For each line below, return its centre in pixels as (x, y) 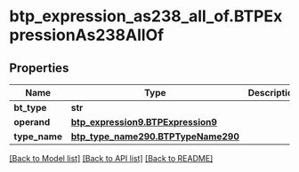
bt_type (30, 108)
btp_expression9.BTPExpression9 (144, 122)
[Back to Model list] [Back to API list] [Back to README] (111, 158)
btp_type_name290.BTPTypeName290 (155, 137)
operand (32, 122)
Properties (39, 68)
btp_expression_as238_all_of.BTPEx (146, 16)
